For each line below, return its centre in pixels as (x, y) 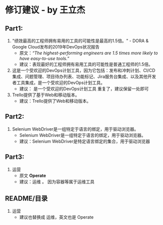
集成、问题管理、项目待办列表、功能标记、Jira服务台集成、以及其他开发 (84, 77)
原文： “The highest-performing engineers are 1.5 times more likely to (89, 53)
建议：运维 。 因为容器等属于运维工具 (57, 181)
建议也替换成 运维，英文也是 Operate (56, 217)
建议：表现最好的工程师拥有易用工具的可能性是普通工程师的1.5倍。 (86, 64)
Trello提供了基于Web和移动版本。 (46, 95)
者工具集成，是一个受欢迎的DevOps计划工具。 (59, 83)
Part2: (15, 117)
